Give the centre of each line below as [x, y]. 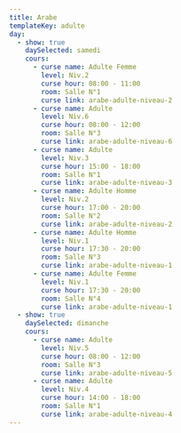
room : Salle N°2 [71, 216]
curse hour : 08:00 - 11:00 [91, 84]
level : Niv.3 [65, 158]
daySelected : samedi [63, 51]
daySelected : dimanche [67, 324]
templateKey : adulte [47, 26]
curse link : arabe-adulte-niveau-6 [107, 141]
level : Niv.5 [65, 348]
